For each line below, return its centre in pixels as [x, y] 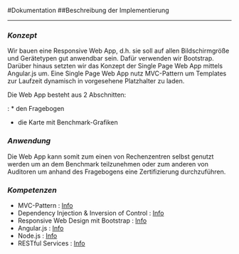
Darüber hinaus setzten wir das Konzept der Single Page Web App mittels [115, 66]
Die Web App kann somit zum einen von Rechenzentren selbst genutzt [111, 157]
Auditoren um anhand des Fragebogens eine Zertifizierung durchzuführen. [117, 171]
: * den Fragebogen [36, 109]
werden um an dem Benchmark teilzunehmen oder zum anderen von [108, 164]
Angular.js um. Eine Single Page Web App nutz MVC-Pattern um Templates [117, 73]
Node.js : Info [37, 236]
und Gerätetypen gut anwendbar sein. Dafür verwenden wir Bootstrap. [111, 58]
